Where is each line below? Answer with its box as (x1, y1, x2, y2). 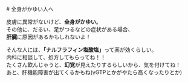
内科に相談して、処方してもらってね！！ (6, 54, 106, 61)
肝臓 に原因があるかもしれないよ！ (6, 33, 91, 40)
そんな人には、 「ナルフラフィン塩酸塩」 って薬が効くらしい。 (6, 46, 157, 53)
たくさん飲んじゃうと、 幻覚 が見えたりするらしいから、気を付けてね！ (6, 61, 181, 68)
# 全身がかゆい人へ (6, 5, 54, 13)
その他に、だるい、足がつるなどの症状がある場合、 (6, 26, 134, 33)
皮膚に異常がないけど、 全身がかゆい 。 (6, 18, 102, 25)
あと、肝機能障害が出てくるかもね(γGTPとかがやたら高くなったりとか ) (6, 69, 183, 76)
